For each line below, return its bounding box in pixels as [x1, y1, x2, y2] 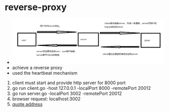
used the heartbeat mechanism [12, 70, 78, 76]
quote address [12, 101, 43, 107]
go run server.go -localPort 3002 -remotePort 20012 [12, 90, 122, 96]
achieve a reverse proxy [12, 65, 63, 71]
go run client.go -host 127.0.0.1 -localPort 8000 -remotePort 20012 [12, 85, 151, 91]
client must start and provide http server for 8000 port [12, 80, 126, 86]
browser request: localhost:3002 [12, 95, 81, 102]
